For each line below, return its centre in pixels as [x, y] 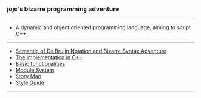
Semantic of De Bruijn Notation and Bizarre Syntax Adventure [91, 51]
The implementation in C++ [49, 57]
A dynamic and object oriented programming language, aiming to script [103, 27]
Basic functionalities [40, 64]
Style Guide [30, 83]
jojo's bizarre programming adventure [63, 9]
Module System [35, 70]
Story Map [28, 76]
